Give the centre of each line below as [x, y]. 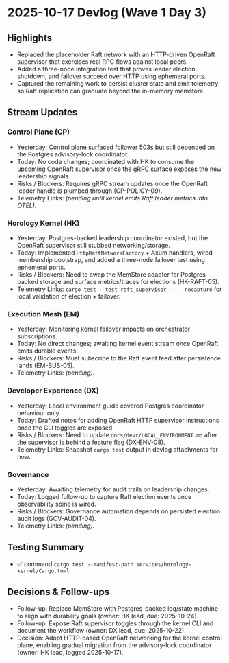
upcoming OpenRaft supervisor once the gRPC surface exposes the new [119, 169]
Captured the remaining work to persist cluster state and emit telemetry [118, 83]
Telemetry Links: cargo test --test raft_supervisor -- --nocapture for [119, 289]
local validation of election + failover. [69, 296]
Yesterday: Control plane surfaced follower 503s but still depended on [116, 147]
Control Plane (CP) [39, 132]
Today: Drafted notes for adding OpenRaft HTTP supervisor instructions [118, 420]
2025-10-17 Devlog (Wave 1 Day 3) [107, 13]
